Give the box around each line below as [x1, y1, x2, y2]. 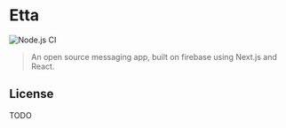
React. [30, 61, 55, 72]
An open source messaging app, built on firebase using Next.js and [30, 51, 278, 62]
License [9, 87, 54, 102]
